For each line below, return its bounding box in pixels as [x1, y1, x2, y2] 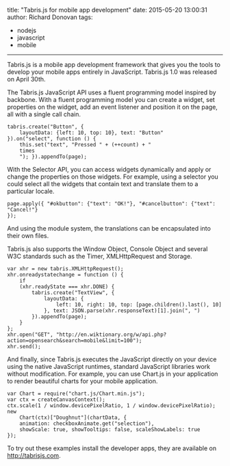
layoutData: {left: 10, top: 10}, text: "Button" [19, 129, 164, 136]
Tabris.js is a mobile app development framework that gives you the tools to [7, 61, 221, 68]
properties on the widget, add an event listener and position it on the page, [7, 103, 218, 111]
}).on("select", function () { [7, 135, 97, 142]
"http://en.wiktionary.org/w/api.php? [55, 331, 167, 338]
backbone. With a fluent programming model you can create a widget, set [7, 96, 216, 103]
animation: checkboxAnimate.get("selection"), [19, 420, 155, 427]
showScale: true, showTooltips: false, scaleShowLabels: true [19, 426, 201, 433]
